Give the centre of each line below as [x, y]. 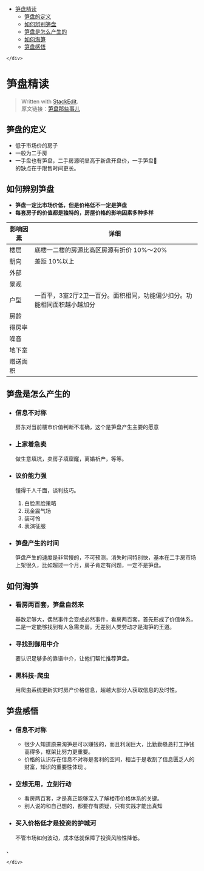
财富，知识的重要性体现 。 [57, 767]
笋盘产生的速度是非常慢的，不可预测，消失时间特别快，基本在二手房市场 [105, 558]
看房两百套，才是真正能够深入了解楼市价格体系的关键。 [93, 798]
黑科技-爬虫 [32, 676]
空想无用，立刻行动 [43, 784]
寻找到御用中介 [37, 644]
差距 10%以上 [54, 261]
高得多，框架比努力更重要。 [59, 752]
